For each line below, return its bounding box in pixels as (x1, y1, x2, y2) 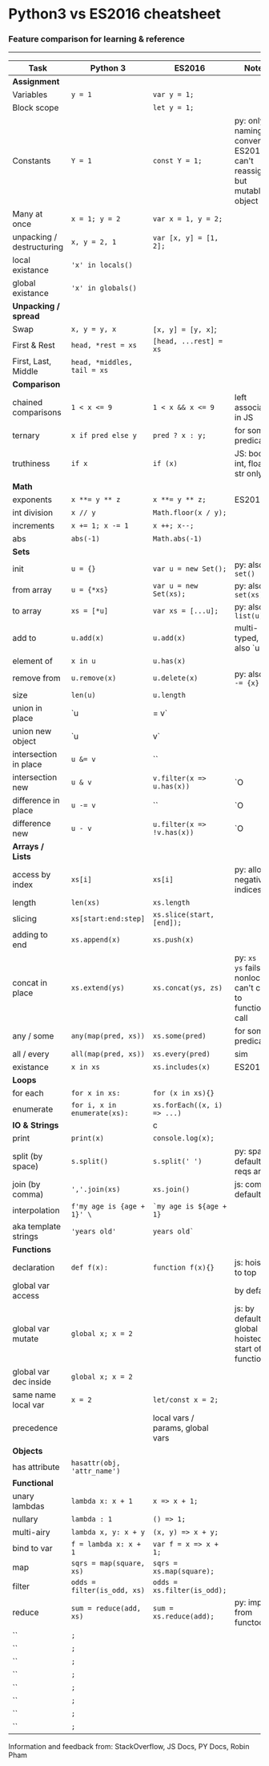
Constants (12, 156, 51, 167)
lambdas (12, 1501, 45, 1512)
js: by (235, 1303, 255, 1314)
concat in (12, 978, 48, 989)
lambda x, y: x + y (70, 1528, 146, 1537)
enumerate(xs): (70, 1108, 130, 1118)
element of (12, 655, 54, 666)
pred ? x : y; (152, 431, 207, 440)
